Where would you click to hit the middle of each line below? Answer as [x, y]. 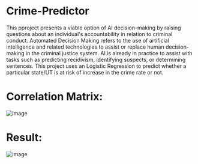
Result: [24, 138]
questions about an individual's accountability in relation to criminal [89, 34]
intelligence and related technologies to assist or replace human [85, 47]
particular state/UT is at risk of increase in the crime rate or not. [85, 72]
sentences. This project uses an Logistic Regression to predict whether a [96, 66]
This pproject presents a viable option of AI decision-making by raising [94, 28]
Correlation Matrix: [55, 97]
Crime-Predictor [48, 11]
